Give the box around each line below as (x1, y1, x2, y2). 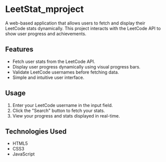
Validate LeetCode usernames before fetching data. (12, 69, 119, 75)
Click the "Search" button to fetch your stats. (12, 107, 105, 113)
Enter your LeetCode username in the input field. (12, 102, 113, 108)
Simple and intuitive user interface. (12, 74, 84, 80)
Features (5, 45, 33, 53)
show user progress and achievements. (5, 30, 86, 36)
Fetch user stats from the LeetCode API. (12, 58, 95, 64)
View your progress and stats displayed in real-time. (12, 112, 120, 118)
